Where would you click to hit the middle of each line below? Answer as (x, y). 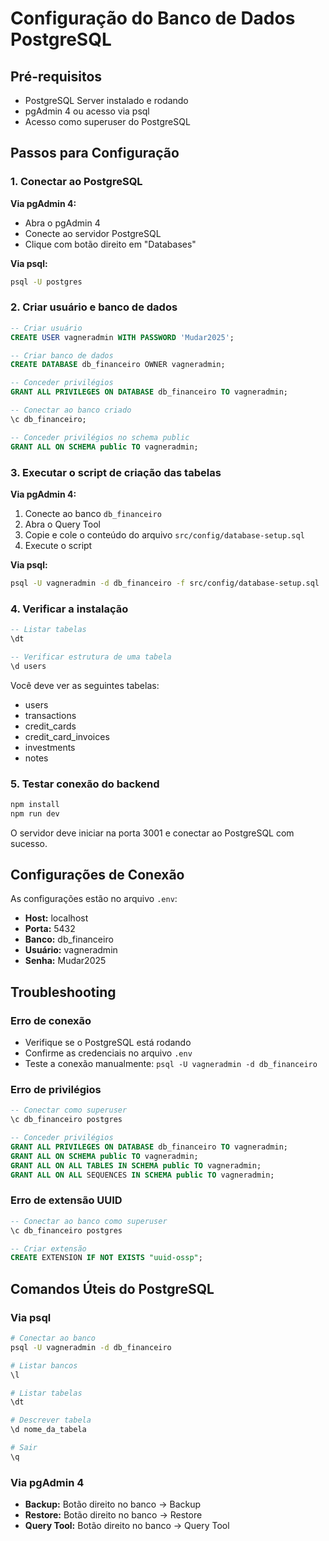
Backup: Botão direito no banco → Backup (113, 1504)
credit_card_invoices (67, 736)
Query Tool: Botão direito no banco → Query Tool (127, 1526)
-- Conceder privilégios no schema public (100, 437)
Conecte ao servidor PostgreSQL (93, 233)
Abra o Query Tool (62, 524)
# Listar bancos (44, 1365)
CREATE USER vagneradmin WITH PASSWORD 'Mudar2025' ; (122, 337)
